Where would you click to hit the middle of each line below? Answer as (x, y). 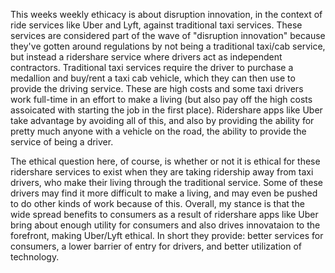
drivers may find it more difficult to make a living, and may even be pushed (164, 193)
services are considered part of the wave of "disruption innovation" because (168, 35)
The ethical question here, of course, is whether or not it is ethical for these (165, 161)
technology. (35, 257)
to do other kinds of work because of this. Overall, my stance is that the (157, 203)
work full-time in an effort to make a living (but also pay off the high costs (161, 99)
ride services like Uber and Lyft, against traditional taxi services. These (156, 25)
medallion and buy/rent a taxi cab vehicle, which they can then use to (153, 78)
